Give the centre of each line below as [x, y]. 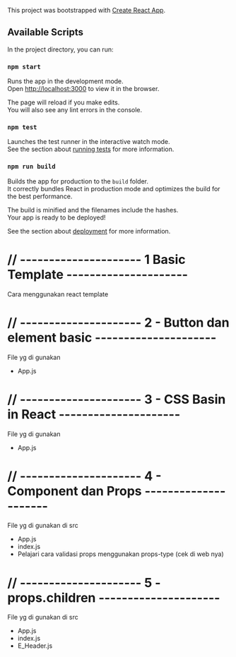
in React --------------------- [94, 414]
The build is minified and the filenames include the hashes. [93, 210]
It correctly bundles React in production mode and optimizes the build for [114, 188]
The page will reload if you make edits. [64, 102]
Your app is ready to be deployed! [57, 217]
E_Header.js [35, 646]
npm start [24, 67]
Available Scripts [45, 32]
